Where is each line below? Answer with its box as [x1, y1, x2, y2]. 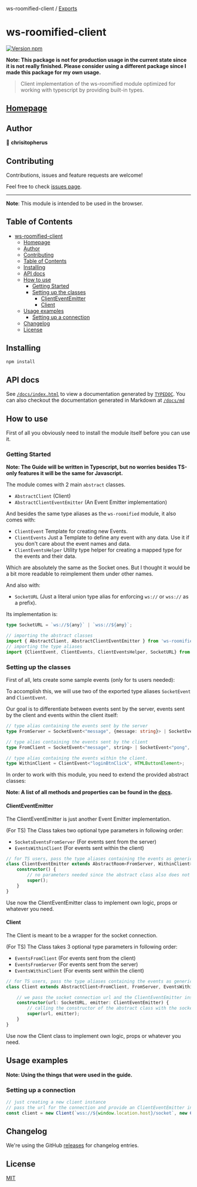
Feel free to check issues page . [6, 183, 82, 190]
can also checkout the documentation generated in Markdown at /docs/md [6, 396, 185, 404]
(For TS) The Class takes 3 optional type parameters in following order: [6, 943, 178, 950]
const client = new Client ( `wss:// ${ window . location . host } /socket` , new [6, 1110, 188, 1116]
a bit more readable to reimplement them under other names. [6, 570, 154, 577]
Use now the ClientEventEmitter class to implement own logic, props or [6, 899, 178, 906]
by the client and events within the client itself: [6, 712, 118, 719]
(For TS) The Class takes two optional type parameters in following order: [6, 826, 184, 833]
